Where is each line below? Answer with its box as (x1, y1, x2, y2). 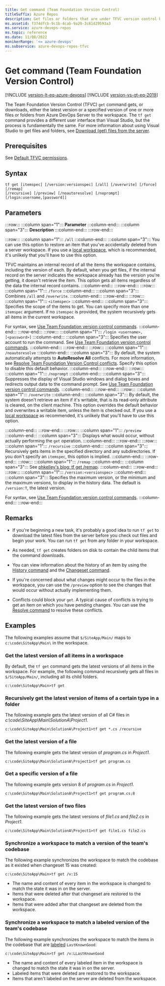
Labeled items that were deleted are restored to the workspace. (12, 970, 141, 976)
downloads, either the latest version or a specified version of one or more (5, 106, 154, 112)
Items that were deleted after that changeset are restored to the (12, 891, 141, 897)
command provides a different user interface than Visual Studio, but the (5, 117, 150, 123)
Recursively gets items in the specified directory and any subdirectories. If (5, 448, 156, 454)
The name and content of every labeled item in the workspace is (12, 959, 143, 966)
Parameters (5, 208, 42, 217)
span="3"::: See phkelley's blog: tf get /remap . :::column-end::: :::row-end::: (5, 464, 158, 470)
